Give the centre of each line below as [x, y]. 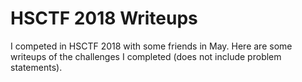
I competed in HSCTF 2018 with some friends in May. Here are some [151, 46]
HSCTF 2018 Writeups [104, 18]
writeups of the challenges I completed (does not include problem [146, 56]
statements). [36, 67]
